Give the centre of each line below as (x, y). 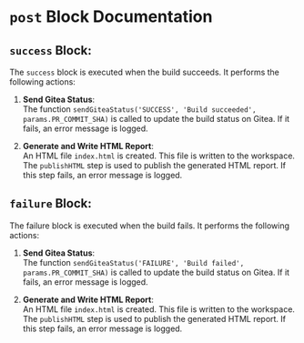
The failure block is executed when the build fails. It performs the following (149, 226)
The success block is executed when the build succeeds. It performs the (145, 72)
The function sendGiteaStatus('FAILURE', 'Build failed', (133, 262)
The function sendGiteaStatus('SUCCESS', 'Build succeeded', (139, 109)
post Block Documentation (111, 17)
